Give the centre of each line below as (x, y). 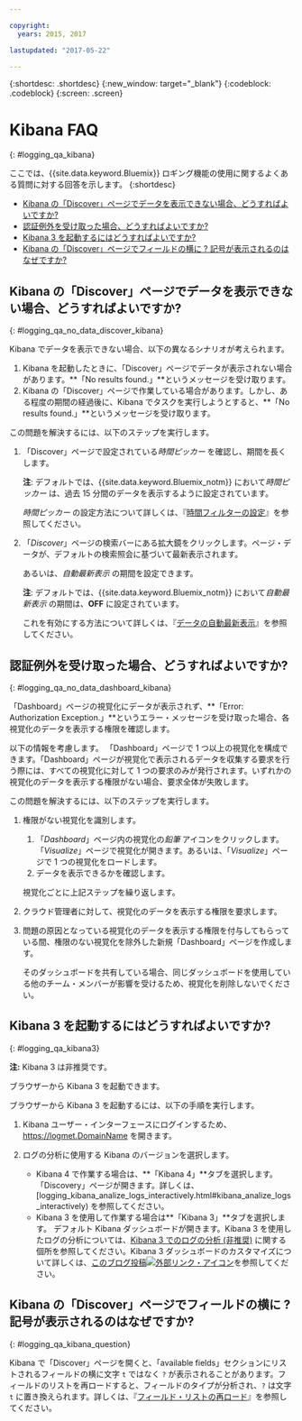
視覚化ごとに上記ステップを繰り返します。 (101, 892)
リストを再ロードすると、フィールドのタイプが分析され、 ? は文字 (170, 1385)
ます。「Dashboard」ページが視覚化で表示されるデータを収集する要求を (149, 759)
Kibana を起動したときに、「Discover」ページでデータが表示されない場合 (157, 368)
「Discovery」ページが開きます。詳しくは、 (118, 1185)
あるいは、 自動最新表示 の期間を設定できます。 (110, 573)
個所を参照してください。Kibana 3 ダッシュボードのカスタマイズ (156, 1251)
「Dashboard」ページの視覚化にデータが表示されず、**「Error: (127, 706)
